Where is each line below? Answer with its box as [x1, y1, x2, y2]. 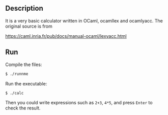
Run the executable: [5, 80, 47, 86]
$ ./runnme [5, 71, 29, 76]
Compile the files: [5, 61, 42, 67]
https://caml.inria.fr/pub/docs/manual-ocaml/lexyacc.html [5, 33, 127, 39]
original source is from [5, 23, 52, 29]
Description [5, 4, 43, 13]
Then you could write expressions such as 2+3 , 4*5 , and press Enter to [5, 100, 153, 106]
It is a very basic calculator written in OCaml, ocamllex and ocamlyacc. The [5, 17, 163, 24]
